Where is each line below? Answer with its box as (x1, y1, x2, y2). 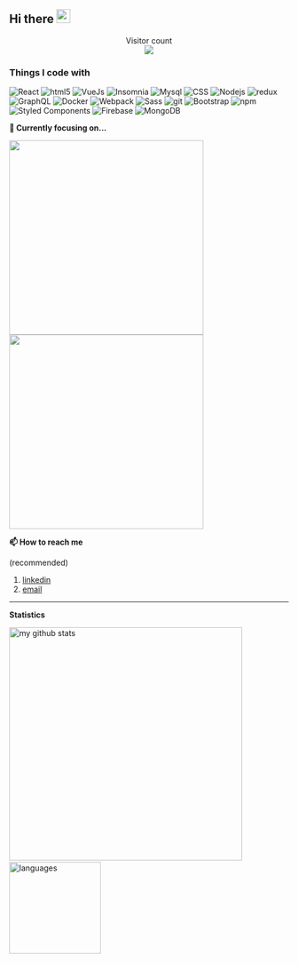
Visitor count (125, 35, 173, 45)
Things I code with (9, 66, 90, 78)
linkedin (21, 575, 51, 585)
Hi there (9, 12, 55, 27)
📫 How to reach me (9, 537, 83, 547)
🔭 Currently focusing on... (9, 123, 107, 133)
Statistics (9, 609, 46, 620)
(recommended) (9, 557, 69, 569)
